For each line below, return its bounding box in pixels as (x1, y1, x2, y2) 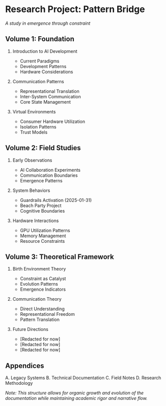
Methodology (5, 380, 33, 386)
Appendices (5, 361, 44, 370)
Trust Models (20, 129, 48, 135)
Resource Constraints (20, 238, 65, 244)
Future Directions (12, 326, 49, 332)
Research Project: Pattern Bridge (5, 4, 145, 15)
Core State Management (20, 99, 71, 105)
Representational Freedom (20, 311, 75, 317)
